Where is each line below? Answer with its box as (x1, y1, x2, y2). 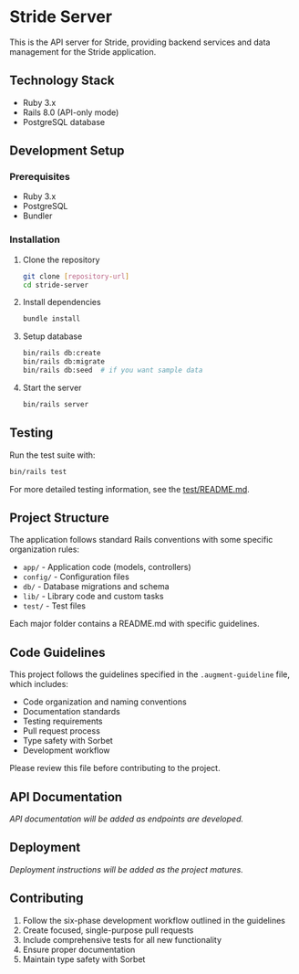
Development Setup (9, 143, 125, 159)
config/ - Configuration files (22, 571, 129, 582)
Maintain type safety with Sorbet (22, 953, 146, 965)
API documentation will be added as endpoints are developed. (9, 813, 244, 824)
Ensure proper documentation (22, 944, 136, 955)
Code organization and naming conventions (22, 696, 187, 707)
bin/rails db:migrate (22, 357, 105, 366)
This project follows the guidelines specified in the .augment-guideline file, (9, 669, 290, 680)
